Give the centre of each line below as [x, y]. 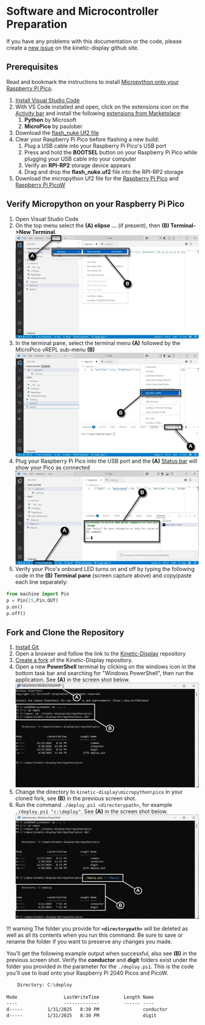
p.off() [16, 613]
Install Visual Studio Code [47, 100]
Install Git [27, 647]
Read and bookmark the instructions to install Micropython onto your [92, 81]
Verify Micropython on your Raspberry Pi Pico [95, 204]
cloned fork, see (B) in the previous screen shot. [76, 798]
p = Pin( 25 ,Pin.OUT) [33, 600]
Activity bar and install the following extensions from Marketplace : [98, 113]
